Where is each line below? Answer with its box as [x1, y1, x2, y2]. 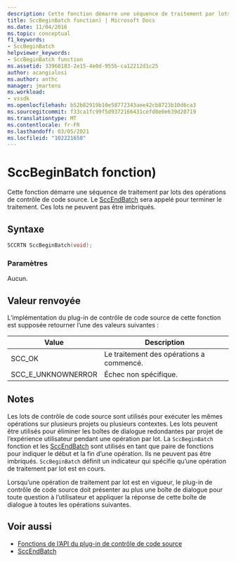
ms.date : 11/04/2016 [7, 23, 68, 30]
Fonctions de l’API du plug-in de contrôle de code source [17, 539, 183, 548]
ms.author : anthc [7, 75, 58, 83]
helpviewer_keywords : [7, 50, 71, 57]
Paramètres [7, 258, 48, 268]
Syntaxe [7, 223, 44, 235]
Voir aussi [7, 521, 52, 532]
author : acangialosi [7, 69, 68, 76]
